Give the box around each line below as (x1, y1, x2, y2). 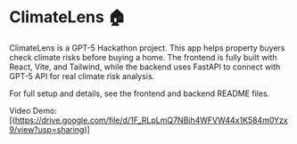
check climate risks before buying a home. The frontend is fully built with (9, 52, 278, 62)
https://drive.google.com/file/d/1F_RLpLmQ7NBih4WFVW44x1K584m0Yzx (14, 115, 288, 125)
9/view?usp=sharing (9, 124, 85, 134)
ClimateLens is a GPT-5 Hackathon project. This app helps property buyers (9, 42, 285, 53)
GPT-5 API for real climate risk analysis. (9, 70, 155, 81)
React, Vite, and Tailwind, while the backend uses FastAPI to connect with (9, 61, 281, 72)
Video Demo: (9, 105, 58, 116)
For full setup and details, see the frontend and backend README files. (9, 88, 270, 99)
